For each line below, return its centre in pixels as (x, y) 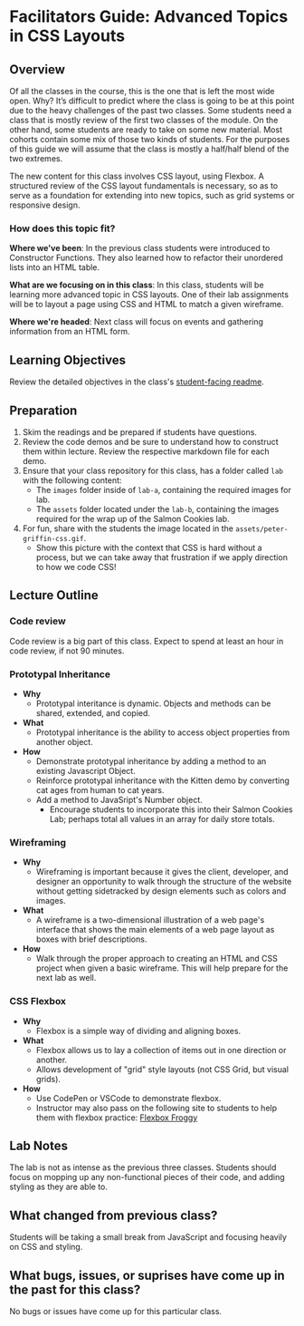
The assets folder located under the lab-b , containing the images (157, 508)
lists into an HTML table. (55, 267)
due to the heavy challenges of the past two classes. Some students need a (151, 110)
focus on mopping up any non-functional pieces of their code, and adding (147, 1177)
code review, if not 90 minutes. (67, 651)
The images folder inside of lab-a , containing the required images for (163, 489)
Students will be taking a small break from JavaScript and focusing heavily (148, 1237)
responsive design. (45, 205)
